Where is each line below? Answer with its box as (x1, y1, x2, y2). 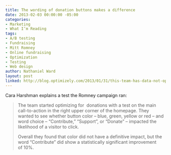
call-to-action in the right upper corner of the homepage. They (17, 107, 149, 113)
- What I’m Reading (5, 26, 47, 32)
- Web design (5, 64, 33, 69)
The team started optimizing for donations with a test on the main (17, 102, 156, 108)
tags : (5, 31, 17, 36)
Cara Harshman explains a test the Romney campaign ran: (5, 92, 127, 98)
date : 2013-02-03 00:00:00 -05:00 (5, 12, 79, 17)
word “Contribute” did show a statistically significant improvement (17, 139, 157, 145)
